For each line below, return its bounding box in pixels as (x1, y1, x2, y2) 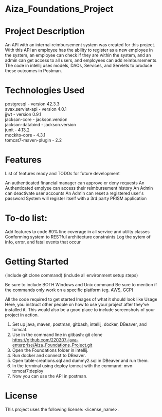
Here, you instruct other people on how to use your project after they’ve (5, 301, 149, 307)
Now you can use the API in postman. (12, 373, 88, 379)
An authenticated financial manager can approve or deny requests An (5, 180, 144, 186)
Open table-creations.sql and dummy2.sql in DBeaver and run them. (12, 357, 149, 363)
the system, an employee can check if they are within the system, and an (5, 52, 151, 58)
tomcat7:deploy (12, 368, 44, 374)
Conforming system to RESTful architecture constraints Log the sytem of (5, 234, 151, 239)
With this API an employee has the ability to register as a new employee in (5, 47, 153, 53)
